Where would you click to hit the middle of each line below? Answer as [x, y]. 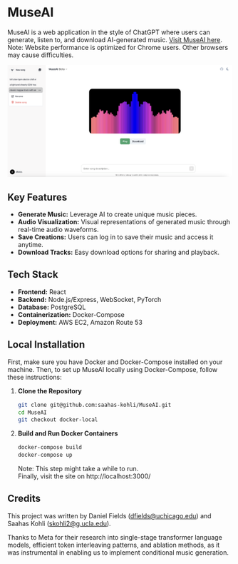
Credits [24, 499]
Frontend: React [42, 292]
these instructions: [35, 377]
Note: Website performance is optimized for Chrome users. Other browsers [118, 47]
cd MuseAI [32, 412]
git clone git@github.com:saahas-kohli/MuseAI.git [94, 405]
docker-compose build [50, 448]
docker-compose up [45, 455]
